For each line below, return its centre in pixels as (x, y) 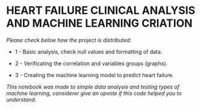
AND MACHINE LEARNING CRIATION (99, 23)
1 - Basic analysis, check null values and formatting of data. (88, 51)
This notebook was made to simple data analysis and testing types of (93, 87)
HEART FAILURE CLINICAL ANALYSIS (101, 11)
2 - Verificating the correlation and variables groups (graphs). (91, 63)
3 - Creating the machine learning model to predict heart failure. (94, 75)
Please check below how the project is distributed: (69, 40)
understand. (21, 100)
